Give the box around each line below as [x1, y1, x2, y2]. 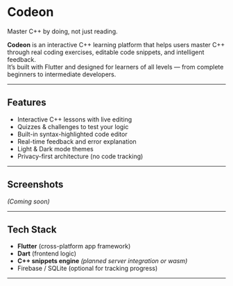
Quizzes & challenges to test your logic [17, 122, 129, 131]
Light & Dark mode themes [17, 144, 94, 153]
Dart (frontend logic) [17, 249, 77, 258]
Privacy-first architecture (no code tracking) [17, 152, 144, 160]
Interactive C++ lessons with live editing [17, 115, 132, 124]
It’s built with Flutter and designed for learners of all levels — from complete [7, 62, 224, 71]
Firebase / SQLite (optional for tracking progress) [17, 264, 158, 273]
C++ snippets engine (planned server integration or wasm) [17, 257, 188, 265]
